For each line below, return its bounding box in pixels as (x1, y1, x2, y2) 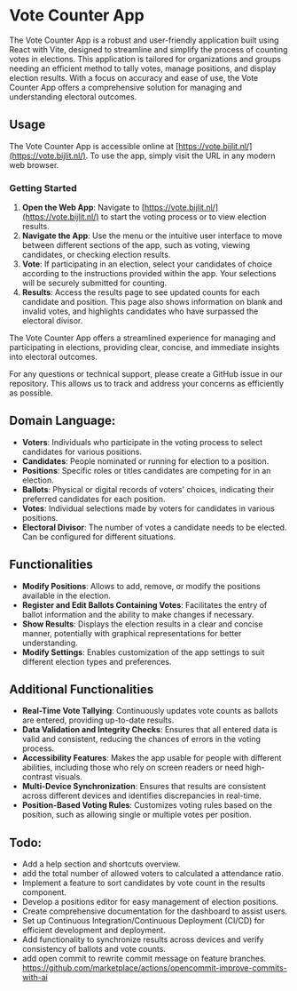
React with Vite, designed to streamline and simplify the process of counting (9, 44, 288, 54)
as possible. (9, 388, 53, 398)
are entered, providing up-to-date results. (21, 715, 175, 725)
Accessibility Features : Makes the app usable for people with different (21, 753, 282, 763)
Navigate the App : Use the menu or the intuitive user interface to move (21, 230, 283, 241)
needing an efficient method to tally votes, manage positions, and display (9, 63, 277, 74)
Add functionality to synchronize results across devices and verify (21, 934, 264, 945)
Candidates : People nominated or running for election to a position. (21, 455, 270, 467)
